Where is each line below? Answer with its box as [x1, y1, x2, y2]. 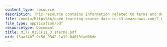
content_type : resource [5, 7, 55, 12]
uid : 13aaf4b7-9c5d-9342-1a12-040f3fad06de [5, 35, 97, 40]
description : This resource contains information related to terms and [5, 12, 157, 17]
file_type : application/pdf [5, 21, 64, 26]
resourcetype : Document [5, 25, 55, 30]
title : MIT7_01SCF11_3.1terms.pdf [5, 30, 77, 35]
